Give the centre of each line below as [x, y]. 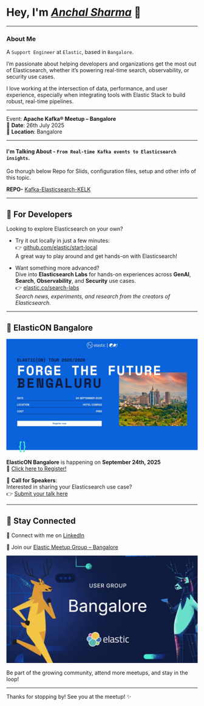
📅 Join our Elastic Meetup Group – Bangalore [62, 547]
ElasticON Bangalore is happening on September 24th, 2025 [83, 462]
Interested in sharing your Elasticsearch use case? [69, 487]
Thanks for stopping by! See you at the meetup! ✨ [69, 697]
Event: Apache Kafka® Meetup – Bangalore [61, 119]
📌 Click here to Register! [36, 469]
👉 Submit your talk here [37, 494]
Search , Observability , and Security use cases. [76, 281]
